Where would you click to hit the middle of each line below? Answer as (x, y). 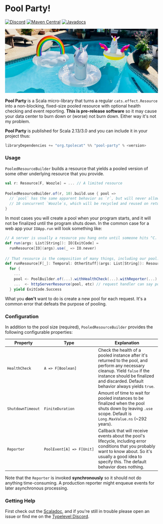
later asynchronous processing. (37, 488)
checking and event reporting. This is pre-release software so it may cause (81, 111)
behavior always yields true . (126, 386)
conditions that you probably (127, 446)
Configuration (22, 316)
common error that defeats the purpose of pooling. (56, 304)
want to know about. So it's (125, 452)
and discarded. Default (121, 381)
